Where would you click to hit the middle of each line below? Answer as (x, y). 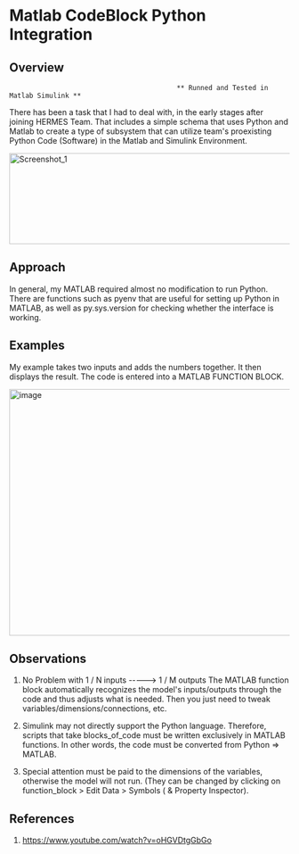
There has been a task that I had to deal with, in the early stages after (137, 112)
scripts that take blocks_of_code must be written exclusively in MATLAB (154, 735)
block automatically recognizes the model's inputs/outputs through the (152, 690)
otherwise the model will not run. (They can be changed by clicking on (151, 781)
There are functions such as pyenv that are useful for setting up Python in (145, 298)
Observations (48, 659)
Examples (37, 346)
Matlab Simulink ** (45, 95)
